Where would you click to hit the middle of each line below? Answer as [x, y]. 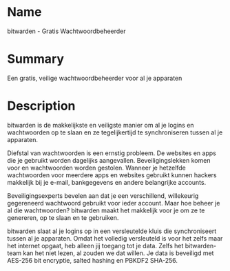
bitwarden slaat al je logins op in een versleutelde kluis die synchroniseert [112, 231]
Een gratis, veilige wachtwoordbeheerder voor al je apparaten [95, 78]
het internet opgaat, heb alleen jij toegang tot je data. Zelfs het [95, 245]
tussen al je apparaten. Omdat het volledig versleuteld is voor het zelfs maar [115, 238]
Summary [35, 59]
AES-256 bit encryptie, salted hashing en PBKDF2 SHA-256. [92, 260]
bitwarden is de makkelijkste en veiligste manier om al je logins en [101, 125]
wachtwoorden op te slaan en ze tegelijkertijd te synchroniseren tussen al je [115, 132]
